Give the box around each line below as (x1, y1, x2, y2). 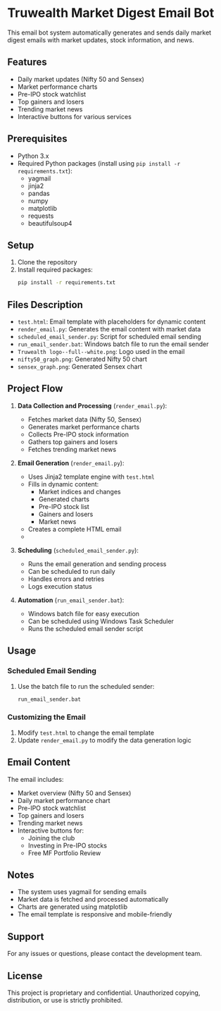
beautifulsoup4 (27, 219, 72, 227)
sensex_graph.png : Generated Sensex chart (17, 362, 143, 371)
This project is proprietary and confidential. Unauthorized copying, (7, 988, 201, 997)
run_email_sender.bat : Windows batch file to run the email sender (17, 340, 209, 348)
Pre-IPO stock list (38, 502, 89, 510)
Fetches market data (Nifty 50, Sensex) (27, 415, 142, 424)
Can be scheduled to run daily (27, 567, 115, 575)
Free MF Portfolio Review (27, 848, 101, 857)
